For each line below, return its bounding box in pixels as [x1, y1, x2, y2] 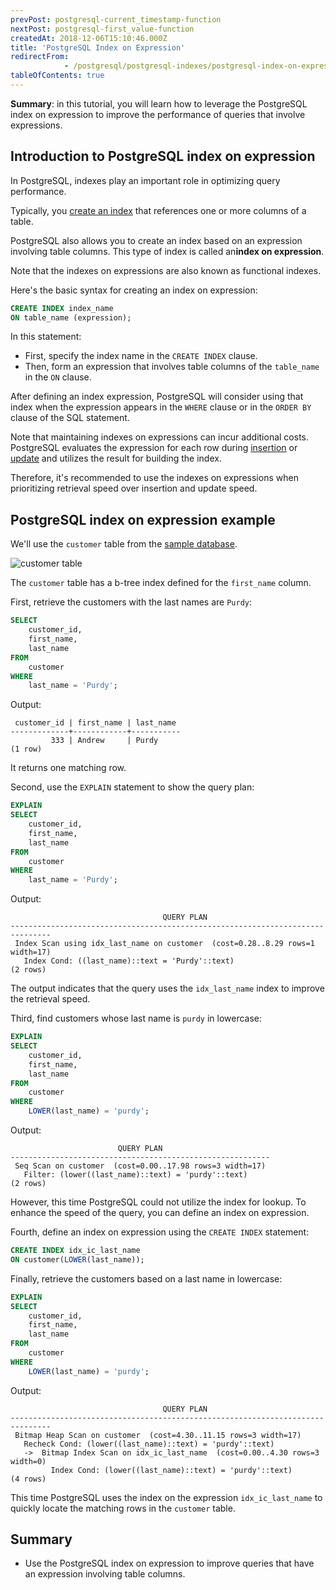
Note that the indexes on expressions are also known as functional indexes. [10, 264, 322, 276]
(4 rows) [10, 1474, 47, 1484]
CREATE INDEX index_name [10, 303, 114, 313]
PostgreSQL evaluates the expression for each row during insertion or [10, 442, 298, 454]
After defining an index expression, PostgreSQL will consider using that [10, 391, 304, 403]
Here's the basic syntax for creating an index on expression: [10, 284, 258, 296]
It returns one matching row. [10, 762, 127, 774]
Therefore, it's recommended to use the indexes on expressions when [10, 472, 299, 484]
